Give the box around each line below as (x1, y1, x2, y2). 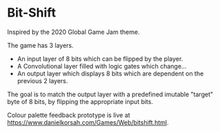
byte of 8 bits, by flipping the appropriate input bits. (7, 97, 154, 105)
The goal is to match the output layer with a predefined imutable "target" (7, 90, 214, 98)
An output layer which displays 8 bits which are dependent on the (17, 69, 204, 78)
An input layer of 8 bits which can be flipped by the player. (17, 54, 183, 63)
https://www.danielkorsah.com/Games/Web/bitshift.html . (7, 118, 169, 126)
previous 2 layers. (17, 76, 68, 85)
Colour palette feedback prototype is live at (7, 111, 130, 119)
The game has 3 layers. (7, 41, 74, 49)
